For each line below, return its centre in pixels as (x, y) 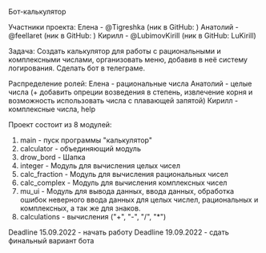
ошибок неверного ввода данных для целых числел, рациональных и (139, 200)
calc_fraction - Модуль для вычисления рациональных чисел (124, 174)
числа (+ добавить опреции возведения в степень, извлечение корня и (131, 92)
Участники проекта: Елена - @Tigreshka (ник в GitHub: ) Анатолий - (123, 27)
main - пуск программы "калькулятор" (86, 140)
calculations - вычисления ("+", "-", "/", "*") (93, 217)
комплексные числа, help (52, 109)
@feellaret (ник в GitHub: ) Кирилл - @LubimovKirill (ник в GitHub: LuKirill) (132, 36)
